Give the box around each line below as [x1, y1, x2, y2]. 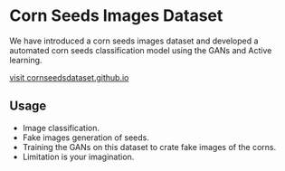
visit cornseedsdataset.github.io [9, 71, 129, 82]
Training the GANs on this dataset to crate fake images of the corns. [22, 141, 277, 152]
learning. [9, 54, 43, 65]
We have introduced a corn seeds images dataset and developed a [9, 35, 259, 46]
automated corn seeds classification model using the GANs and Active [9, 44, 272, 55]
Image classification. [22, 122, 100, 133]
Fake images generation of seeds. [22, 132, 149, 143]
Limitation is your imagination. [22, 151, 135, 162]
